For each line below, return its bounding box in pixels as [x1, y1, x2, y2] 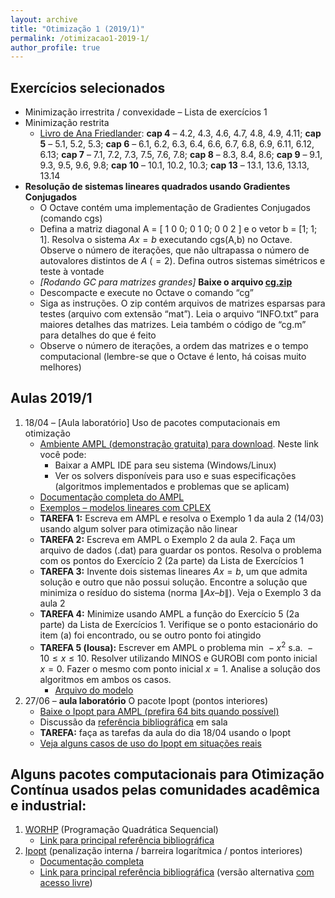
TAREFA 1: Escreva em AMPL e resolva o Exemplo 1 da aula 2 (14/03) [39, 512, 325, 524]
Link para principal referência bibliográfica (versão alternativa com [39, 866, 315, 878]
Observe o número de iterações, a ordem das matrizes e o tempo [39, 340, 309, 352]
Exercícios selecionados [10, 79, 166, 96]
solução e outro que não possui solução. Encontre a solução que [39, 576, 308, 588]
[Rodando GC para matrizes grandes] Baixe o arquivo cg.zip [39, 276, 293, 288]
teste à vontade [39, 266, 105, 278]
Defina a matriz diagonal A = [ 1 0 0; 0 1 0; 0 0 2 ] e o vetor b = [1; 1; [39, 223, 318, 235]
